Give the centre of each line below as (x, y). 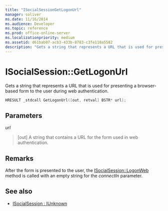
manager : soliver (23, 14)
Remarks (19, 158)
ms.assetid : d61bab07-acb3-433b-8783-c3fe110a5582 (59, 42)
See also (19, 191)
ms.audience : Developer (30, 24)
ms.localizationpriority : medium (40, 38)
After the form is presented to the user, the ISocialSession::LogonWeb (77, 170)
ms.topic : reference (27, 28)
